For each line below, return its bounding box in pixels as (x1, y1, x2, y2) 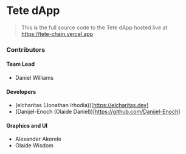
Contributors (6, 45, 46, 54)
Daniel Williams (15, 74, 53, 82)
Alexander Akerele (15, 135, 62, 143)
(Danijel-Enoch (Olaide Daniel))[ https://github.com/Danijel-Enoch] (15, 108, 181, 116)
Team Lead (6, 60, 35, 68)
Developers (6, 88, 36, 95)
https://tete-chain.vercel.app (21, 30, 94, 37)
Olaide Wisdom (15, 142, 53, 149)
